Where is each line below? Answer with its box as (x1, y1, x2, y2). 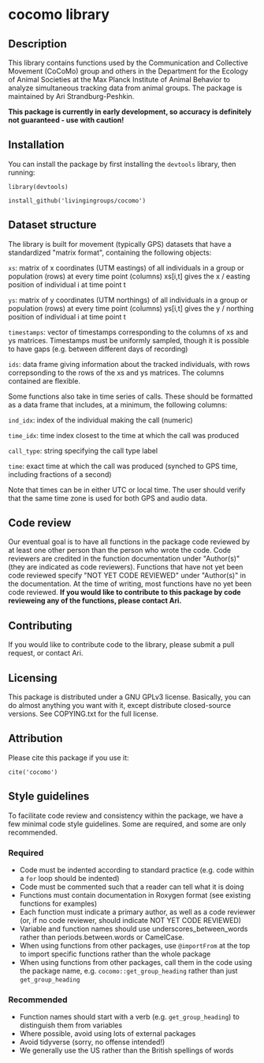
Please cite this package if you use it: (8, 753, 129, 762)
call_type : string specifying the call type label (8, 445, 158, 456)
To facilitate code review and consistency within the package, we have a (8, 811, 244, 820)
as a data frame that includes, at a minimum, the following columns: (8, 399, 228, 409)
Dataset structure (8, 218, 97, 232)
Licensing (8, 671, 58, 685)
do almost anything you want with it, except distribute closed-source (8, 701, 231, 710)
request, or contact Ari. (8, 649, 84, 658)
